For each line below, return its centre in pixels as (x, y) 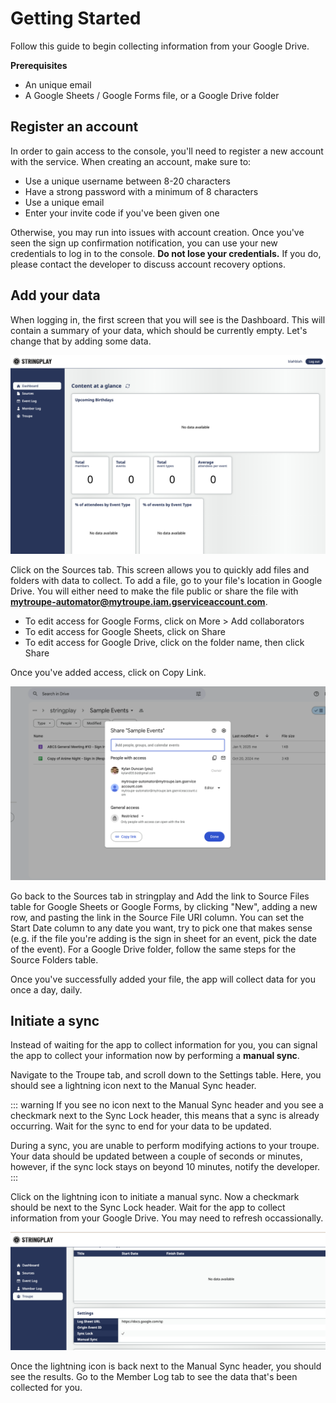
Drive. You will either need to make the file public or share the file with (154, 591)
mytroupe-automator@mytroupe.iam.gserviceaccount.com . (139, 601)
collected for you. (46, 1388)
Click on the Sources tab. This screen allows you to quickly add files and (160, 569)
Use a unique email (64, 202)
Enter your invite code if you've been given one (122, 213)
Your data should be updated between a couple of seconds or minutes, (156, 1156)
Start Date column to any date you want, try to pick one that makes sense (161, 928)
